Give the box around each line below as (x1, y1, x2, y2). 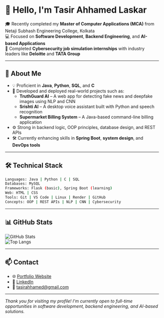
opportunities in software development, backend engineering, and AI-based (5, 303, 158, 309)
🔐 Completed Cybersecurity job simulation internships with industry (5, 45, 145, 51)
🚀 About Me (5, 69, 41, 78)
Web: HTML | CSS (5, 191, 38, 195)
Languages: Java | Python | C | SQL (5, 177, 80, 182)
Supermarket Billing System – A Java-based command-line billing (19, 114, 154, 120)
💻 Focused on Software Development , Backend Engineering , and (5, 33, 140, 39)
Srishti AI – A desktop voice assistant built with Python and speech (19, 104, 155, 109)
